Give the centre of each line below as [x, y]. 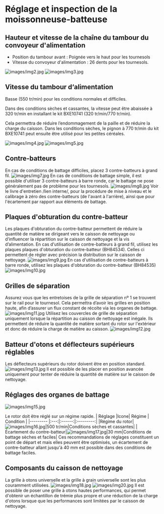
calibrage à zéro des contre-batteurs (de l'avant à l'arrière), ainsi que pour [80, 196]
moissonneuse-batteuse [56, 19]
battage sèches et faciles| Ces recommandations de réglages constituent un [82, 437]
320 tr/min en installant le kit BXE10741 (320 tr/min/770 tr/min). [68, 113]
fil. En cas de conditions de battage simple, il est [73, 176]
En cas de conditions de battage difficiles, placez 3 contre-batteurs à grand [81, 170]
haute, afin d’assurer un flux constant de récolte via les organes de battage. [81, 308]
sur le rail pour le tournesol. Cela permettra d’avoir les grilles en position [78, 303]
